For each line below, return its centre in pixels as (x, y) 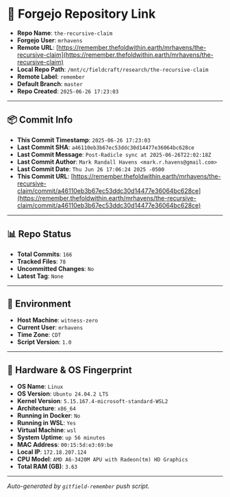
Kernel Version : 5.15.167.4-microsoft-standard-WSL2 (92, 401)
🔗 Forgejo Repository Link (81, 14)
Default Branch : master (50, 84)
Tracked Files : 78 (41, 261)
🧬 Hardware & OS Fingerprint (69, 370)
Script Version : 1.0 (44, 342)
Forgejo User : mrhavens (50, 40)
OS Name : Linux (40, 387)
